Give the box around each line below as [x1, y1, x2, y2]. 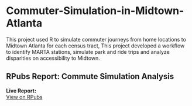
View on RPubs [6, 93, 43, 100]
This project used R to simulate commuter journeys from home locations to [6, 36, 186, 43]
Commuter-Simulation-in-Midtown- [6, 4, 184, 18]
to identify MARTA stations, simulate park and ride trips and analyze [6, 48, 170, 55]
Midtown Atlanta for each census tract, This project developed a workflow [6, 42, 185, 49]
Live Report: [6, 87, 37, 94]
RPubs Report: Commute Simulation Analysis [6, 71, 174, 81]
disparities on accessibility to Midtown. [6, 54, 101, 61]
